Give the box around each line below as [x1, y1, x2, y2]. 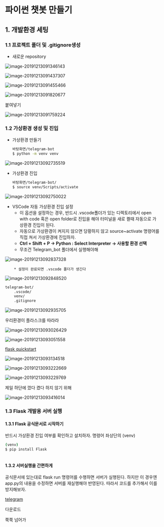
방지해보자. [5, 486, 26, 493]
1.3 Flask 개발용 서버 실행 [5, 408, 62, 415]
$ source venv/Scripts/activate [12, 184, 78, 189]
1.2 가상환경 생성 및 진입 [5, 125, 59, 131]
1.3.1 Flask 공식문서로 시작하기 [5, 421, 64, 427]
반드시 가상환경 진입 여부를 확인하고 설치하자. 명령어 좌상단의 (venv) [5, 432, 136, 439]
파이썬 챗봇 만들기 [5, 4, 72, 16]
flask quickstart [5, 346, 37, 352]
